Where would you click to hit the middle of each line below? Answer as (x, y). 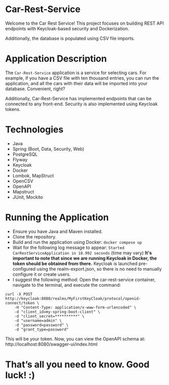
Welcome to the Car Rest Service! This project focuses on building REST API (84, 23)
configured (24, 269)
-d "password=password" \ (42, 325)
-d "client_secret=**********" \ (49, 316)
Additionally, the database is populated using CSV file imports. (70, 38)
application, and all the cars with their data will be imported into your (76, 83)
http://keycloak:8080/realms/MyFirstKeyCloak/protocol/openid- (73, 298)
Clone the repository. (34, 237)
